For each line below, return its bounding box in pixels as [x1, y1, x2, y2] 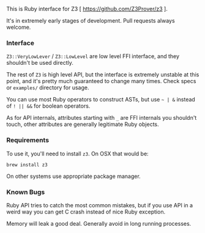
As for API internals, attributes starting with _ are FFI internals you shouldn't [6, 114, 197, 122]
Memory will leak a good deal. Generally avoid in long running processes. [6, 220, 192, 227]
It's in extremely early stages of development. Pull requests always [6, 17, 176, 24]
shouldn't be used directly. [6, 59, 73, 67]
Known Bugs [6, 188, 45, 196]
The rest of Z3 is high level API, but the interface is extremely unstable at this [6, 71, 199, 78]
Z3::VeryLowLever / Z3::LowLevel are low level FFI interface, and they [6, 53, 179, 60]
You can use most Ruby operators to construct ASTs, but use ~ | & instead [6, 96, 196, 103]
